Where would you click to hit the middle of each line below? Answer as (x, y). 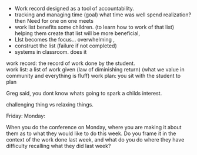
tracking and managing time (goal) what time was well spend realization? (103, 15)
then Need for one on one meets (54, 21)
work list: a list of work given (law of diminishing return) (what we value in (95, 69)
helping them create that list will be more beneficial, (77, 33)
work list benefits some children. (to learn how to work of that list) (94, 27)
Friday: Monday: (26, 116)
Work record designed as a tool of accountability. (74, 8)
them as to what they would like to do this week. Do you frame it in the (91, 133)
